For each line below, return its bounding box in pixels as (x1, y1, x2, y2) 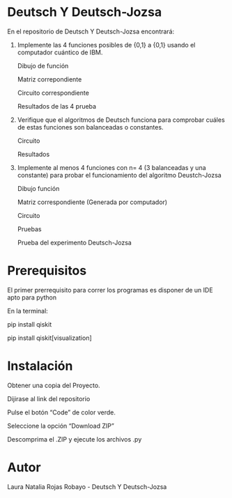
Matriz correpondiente (17, 75, 82, 84)
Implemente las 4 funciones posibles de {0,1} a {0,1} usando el (17, 40, 196, 49)
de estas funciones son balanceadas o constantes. (17, 123, 164, 131)
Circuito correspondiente (17, 88, 89, 97)
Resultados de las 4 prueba (17, 102, 96, 110)
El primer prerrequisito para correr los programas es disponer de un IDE (7, 286, 214, 294)
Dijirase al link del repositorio (7, 394, 91, 403)
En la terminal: (7, 306, 49, 315)
